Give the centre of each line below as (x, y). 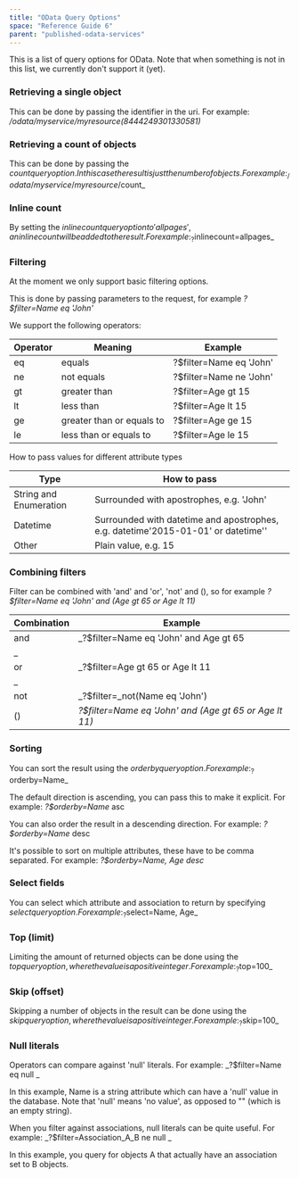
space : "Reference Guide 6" (61, 26)
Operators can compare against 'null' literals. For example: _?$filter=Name (145, 1065)
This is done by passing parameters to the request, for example (125, 299)
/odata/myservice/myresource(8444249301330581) (105, 120)
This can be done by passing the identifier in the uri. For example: (129, 112)
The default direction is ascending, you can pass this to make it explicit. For (148, 797)
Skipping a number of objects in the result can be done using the (128, 1011)
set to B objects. (39, 1165)
